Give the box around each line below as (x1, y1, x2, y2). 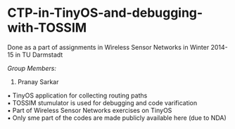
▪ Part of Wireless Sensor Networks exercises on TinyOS (7, 106, 172, 114)
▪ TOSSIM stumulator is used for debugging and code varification (7, 98, 198, 107)
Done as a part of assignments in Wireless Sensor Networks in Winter (7, 43, 210, 51)
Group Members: (7, 64, 56, 72)
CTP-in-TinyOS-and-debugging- (7, 5, 203, 21)
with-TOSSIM (7, 20, 87, 36)
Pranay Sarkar (17, 77, 59, 86)
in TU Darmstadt (15, 50, 63, 59)
